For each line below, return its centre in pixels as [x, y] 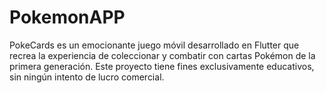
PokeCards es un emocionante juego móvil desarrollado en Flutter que [154, 45]
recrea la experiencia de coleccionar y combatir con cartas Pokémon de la [162, 55]
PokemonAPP [67, 17]
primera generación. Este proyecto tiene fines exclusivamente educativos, [162, 66]
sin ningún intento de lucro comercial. [87, 77]
